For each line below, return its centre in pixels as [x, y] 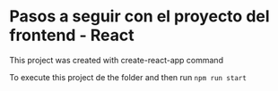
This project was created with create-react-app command [117, 60]
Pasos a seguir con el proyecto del [140, 17]
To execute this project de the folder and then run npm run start [128, 77]
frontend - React [72, 35]
